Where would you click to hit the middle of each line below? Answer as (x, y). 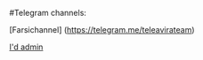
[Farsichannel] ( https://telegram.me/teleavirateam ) (102, 30)
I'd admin (26, 47)
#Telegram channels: (48, 13)
